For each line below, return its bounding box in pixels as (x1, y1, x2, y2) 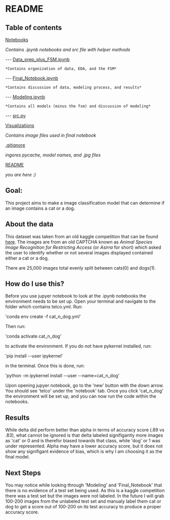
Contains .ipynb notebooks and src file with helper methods (5, 47, 130, 52)
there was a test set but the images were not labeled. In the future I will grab (5, 493, 164, 499)
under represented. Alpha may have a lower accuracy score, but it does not (5, 443, 163, 449)
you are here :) (5, 172, 37, 178)
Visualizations (5, 122, 35, 128)
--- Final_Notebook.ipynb (5, 75, 58, 81)
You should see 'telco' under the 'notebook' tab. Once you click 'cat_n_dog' (5, 388, 164, 394)
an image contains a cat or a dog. (5, 205, 75, 211)
